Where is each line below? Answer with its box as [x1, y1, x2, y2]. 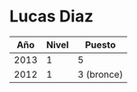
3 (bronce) [78, 68, 123, 80]
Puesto [85, 38, 116, 51]
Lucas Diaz [9, 6, 94, 27]
